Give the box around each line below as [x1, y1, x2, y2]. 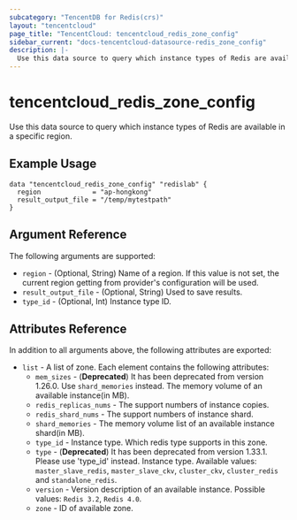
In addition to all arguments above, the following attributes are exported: [9, 345, 272, 356]
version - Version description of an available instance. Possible [34, 484, 265, 495]
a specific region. [9, 130, 72, 141]
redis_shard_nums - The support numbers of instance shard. [34, 409, 254, 420]
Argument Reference [9, 227, 127, 242]
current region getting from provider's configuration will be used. [21, 277, 259, 287]
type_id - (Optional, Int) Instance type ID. [21, 295, 172, 306]
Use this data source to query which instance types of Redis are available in [9, 121, 286, 132]
